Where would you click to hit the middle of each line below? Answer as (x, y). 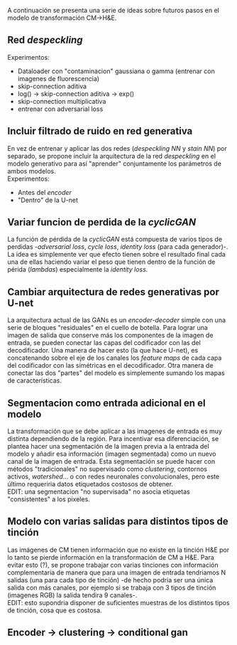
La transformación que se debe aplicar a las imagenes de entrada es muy (115, 431)
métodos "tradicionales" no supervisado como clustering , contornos (108, 469)
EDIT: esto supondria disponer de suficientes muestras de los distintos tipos (118, 602)
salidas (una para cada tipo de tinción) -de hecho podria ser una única (110, 580)
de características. (34, 380)
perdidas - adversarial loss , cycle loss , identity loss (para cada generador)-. (118, 247)
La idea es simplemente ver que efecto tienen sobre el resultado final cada (116, 255)
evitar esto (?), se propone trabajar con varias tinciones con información (113, 565)
